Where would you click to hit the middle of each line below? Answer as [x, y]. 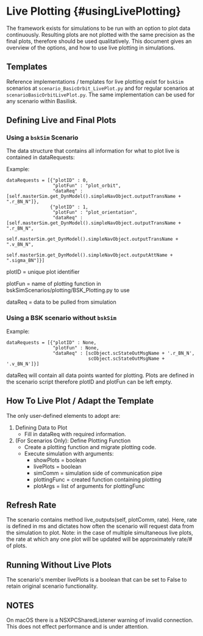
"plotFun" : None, [76, 348]
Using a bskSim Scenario [42, 137]
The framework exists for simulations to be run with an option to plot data [98, 28]
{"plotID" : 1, [69, 207]
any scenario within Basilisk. [42, 101]
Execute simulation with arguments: [69, 453]
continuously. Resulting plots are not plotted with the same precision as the [101, 34]
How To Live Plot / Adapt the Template [80, 401]
